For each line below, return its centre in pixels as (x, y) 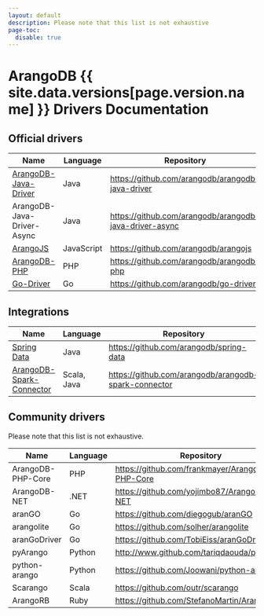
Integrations (38, 312)
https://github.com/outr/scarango (177, 588)
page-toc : (24, 30)
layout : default (35, 15)
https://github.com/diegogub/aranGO (184, 514)
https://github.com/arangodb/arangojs (181, 248)
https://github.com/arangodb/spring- (178, 347)
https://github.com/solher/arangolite (182, 526)
